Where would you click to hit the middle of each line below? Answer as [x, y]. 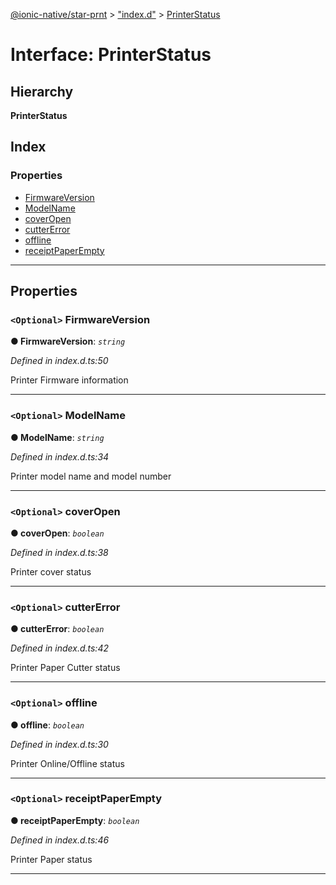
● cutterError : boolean [57, 629]
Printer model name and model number [91, 476]
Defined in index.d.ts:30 [59, 744]
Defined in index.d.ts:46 [60, 840]
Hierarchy [42, 91]
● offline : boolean [47, 725]
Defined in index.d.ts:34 [60, 456]
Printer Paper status [51, 859]
